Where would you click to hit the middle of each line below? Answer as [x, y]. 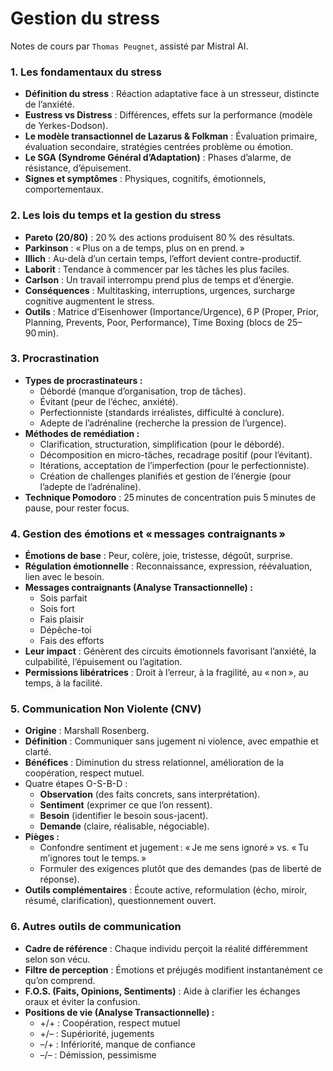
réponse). [59, 879]
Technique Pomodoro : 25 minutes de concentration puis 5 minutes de [170, 497]
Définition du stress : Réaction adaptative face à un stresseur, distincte [172, 94]
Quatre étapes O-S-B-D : [76, 784]
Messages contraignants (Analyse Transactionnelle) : [138, 588]
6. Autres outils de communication [96, 927]
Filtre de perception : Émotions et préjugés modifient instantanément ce [174, 969]
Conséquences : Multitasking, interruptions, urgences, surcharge [160, 290]
